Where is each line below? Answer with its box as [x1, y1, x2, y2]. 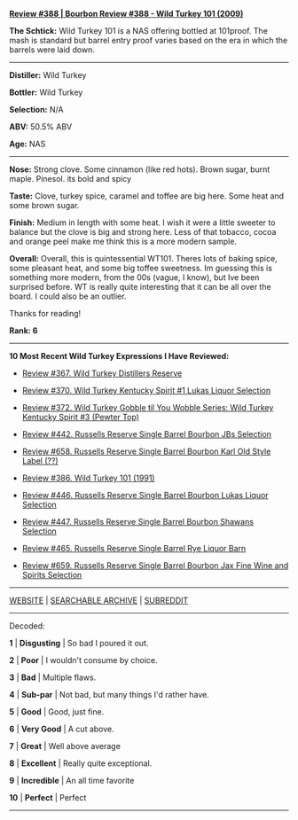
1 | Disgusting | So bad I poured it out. [9, 638, 149, 648]
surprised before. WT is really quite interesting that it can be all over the [9, 282, 272, 292]
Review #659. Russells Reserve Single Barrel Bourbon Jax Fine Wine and [21, 560, 289, 571]
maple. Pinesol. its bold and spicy [9, 174, 131, 184]
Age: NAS [9, 138, 46, 149]
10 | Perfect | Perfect [9, 793, 87, 802]
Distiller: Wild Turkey [9, 70, 87, 80]
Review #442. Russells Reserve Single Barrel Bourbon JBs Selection [21, 429, 272, 439]
